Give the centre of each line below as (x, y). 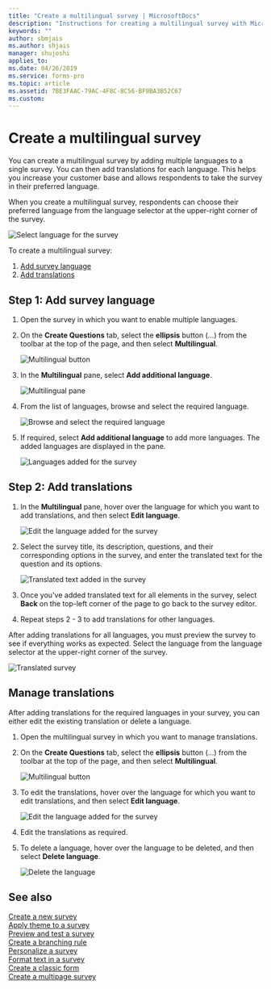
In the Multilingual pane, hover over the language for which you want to (140, 506)
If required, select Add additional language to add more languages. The (140, 438)
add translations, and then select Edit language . (100, 515)
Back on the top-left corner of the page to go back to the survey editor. (138, 603)
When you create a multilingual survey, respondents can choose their (124, 202)
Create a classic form (44, 968)
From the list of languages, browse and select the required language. (134, 406)
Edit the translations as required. (74, 832)
